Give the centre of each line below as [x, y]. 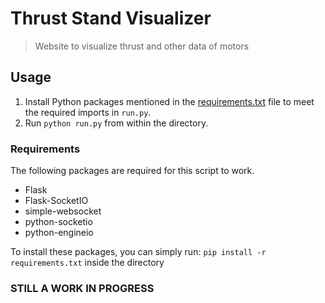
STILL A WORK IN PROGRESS [82, 288]
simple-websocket [63, 211]
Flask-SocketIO [56, 201]
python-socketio [58, 222]
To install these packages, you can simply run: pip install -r [138, 252]
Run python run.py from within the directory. [116, 123]
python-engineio [59, 233]
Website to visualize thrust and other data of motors [142, 46]
